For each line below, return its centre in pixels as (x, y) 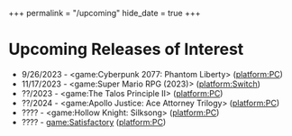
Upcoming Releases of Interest (126, 50)
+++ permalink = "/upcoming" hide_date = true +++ (105, 13)
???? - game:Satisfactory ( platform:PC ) (94, 122)
